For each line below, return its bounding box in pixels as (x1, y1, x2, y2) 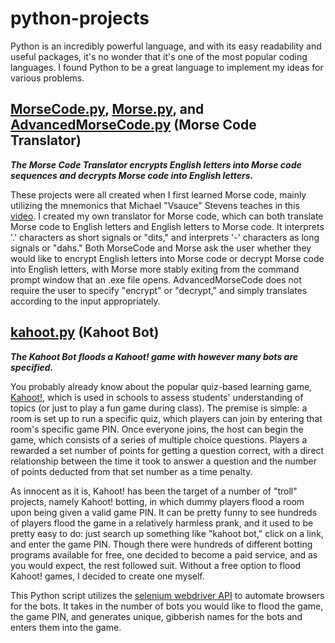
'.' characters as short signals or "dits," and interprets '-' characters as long (10, 231, 320, 243)
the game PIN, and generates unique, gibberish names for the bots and (10, 610, 303, 622)
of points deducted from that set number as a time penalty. (10, 465, 253, 477)
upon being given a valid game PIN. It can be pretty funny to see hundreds (10, 506, 318, 518)
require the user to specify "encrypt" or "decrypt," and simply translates (10, 284, 308, 296)
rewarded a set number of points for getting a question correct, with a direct (10, 444, 325, 456)
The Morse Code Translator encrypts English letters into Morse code (10, 158, 302, 171)
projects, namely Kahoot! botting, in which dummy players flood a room (10, 495, 305, 507)
